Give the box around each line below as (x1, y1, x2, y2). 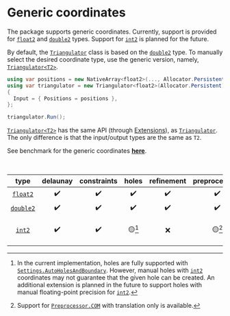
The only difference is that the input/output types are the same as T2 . (7, 134, 202, 142)
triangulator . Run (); (7, 114, 66, 121)
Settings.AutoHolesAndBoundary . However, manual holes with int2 (16, 266, 203, 274)
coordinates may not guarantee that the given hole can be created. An (16, 273, 215, 282)
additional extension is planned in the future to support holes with (16, 280, 203, 289)
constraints (79, 176, 118, 186)
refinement (149, 176, 187, 186)
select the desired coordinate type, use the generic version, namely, (7, 55, 200, 63)
